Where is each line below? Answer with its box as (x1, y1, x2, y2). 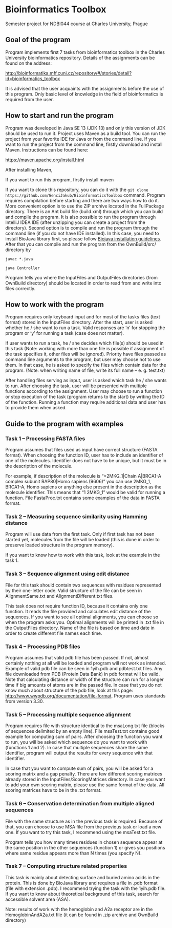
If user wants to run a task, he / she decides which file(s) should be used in (5, 340, 164, 346)
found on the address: (5, 60, 52, 66)
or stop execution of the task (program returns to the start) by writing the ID (5, 394, 165, 400)
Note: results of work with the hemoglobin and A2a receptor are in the (5, 906, 153, 912)
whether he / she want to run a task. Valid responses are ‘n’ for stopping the (5, 325, 165, 331)
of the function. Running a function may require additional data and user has (5, 399, 166, 405)
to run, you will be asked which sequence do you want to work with (5, 739, 147, 745)
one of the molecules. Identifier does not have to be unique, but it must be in (5, 458, 167, 464)
